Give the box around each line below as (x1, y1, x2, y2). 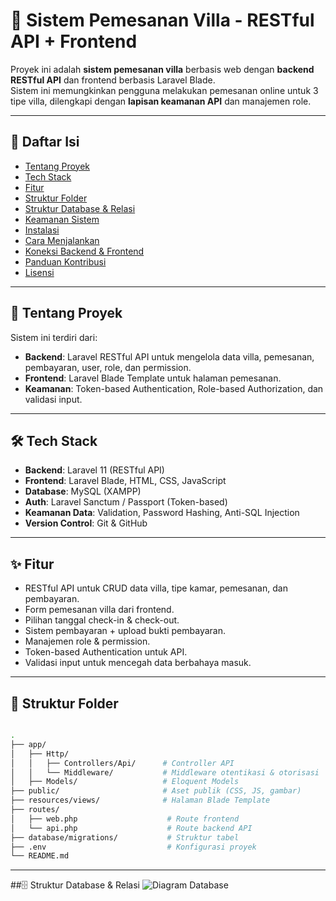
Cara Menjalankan (24, 234, 100, 246)
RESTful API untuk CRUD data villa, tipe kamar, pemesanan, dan (24, 582, 288, 594)
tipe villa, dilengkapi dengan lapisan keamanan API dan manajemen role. (10, 95, 312, 107)
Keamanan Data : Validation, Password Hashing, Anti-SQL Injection (24, 507, 300, 519)
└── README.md (10, 851, 70, 861)
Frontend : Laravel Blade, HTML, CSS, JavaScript (24, 475, 227, 487)
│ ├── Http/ (10, 749, 70, 759)
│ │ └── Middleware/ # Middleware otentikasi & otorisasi (10, 767, 320, 778)
